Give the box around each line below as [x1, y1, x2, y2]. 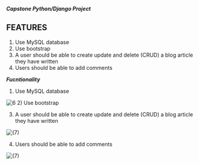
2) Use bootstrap [17, 99, 59, 106]
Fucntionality [6, 75, 40, 83]
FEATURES [6, 22, 47, 33]
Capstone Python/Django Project [6, 5, 91, 12]
